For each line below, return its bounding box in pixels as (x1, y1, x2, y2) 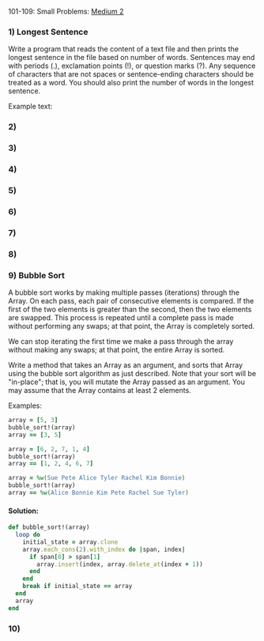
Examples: (8, 401, 42, 410)
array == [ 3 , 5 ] (8, 431, 62, 439)
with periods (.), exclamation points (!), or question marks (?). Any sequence (8, 61, 256, 70)
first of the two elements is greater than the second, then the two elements (8, 304, 252, 315)
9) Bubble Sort (8, 270, 66, 281)
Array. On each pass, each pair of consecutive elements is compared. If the (8, 296, 255, 306)
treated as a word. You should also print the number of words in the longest (8, 78, 255, 88)
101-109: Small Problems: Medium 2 (8, 7, 124, 16)
